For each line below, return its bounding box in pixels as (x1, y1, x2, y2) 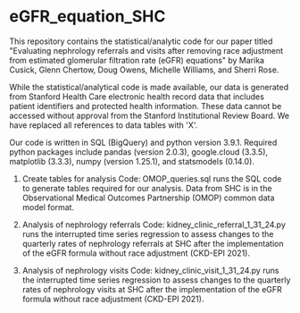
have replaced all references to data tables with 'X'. (9, 119, 198, 131)
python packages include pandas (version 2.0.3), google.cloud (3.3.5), (9, 146, 269, 157)
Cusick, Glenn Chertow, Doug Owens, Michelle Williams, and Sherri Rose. (9, 64, 279, 75)
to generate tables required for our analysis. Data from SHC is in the (21, 182, 272, 193)
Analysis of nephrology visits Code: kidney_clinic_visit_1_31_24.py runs (21, 265, 279, 275)
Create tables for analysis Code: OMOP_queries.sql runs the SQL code (21, 173, 282, 184)
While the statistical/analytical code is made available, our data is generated (9, 81, 289, 92)
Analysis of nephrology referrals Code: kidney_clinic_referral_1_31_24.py (21, 219, 286, 230)
